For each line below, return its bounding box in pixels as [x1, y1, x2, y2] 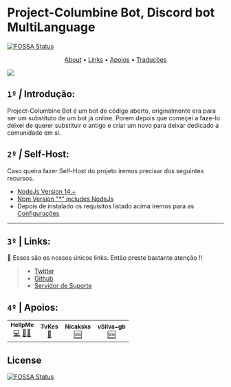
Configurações [16, 209, 60, 217]
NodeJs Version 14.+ [16, 187, 77, 195]
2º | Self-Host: [7, 148, 70, 160]
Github [34, 274, 54, 283]
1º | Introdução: [7, 88, 76, 100]
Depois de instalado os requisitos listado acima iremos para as [16, 201, 195, 210]
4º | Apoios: [7, 301, 58, 313]
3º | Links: [7, 235, 51, 247]
